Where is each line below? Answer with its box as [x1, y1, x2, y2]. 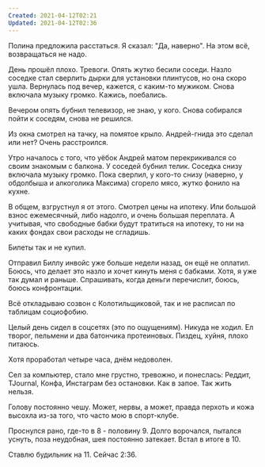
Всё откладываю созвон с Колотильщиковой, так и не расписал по [8, 298, 236, 308]
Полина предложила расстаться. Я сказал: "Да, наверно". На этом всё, [8, 40, 251, 50]
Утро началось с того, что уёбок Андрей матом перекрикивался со [8, 152, 237, 163]
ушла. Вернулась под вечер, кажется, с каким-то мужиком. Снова [8, 81, 235, 91]
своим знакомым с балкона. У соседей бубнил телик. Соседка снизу [8, 161, 243, 170]
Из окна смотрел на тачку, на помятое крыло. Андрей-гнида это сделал [8, 128, 253, 139]
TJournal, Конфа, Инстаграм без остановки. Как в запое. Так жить [8, 378, 232, 388]
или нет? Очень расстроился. [8, 137, 108, 147]
